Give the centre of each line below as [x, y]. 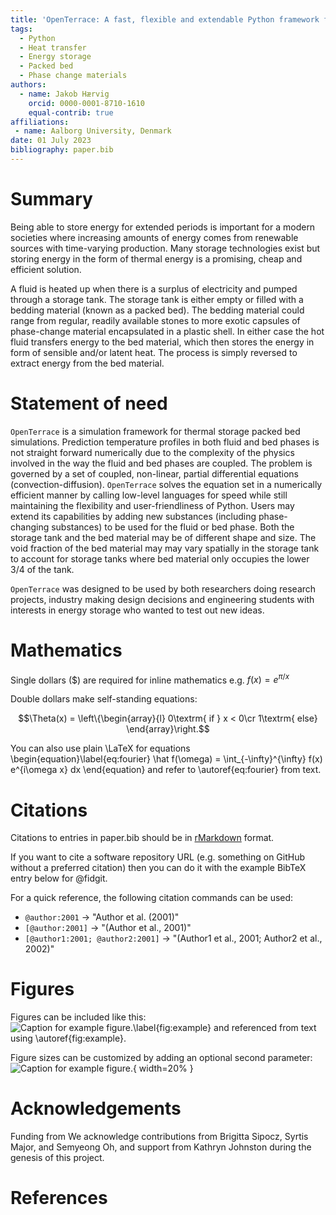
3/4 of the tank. [42, 569]
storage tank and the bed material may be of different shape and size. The [163, 537]
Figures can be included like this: [78, 1017]
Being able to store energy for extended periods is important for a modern [163, 227]
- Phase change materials [73, 76]
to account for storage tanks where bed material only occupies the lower [160, 558]
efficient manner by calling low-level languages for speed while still [149, 495]
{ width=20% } [163, 1068]
